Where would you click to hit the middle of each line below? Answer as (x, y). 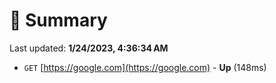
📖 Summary (58, 20)
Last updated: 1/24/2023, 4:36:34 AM (89, 48)
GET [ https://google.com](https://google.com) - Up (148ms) (145, 67)
